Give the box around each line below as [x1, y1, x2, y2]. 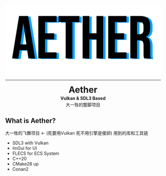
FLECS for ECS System [12, 150, 59, 156]
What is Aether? [5, 116, 56, 125]
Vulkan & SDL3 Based [60, 95, 106, 102]
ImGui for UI [12, 145, 37, 151]
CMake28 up [12, 161, 39, 167]
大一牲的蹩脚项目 [66, 102, 100, 108]
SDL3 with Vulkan [12, 140, 49, 146]
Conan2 [12, 166, 29, 172]
